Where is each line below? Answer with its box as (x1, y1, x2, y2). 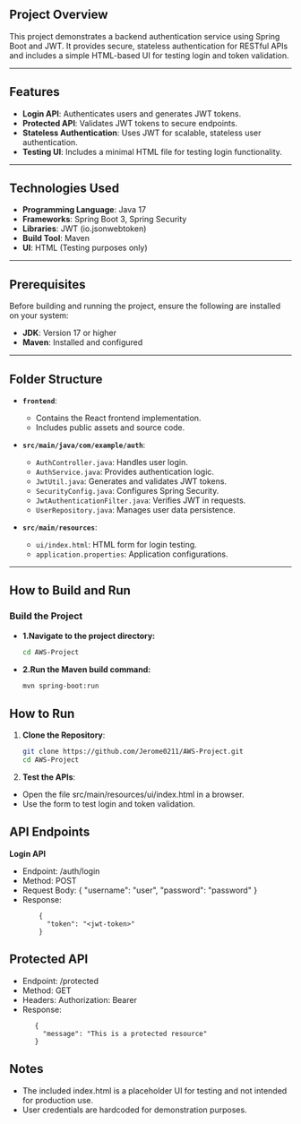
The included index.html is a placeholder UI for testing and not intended (21, 1085, 288, 1096)
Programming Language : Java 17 (21, 204, 146, 215)
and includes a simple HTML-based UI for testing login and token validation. (9, 49, 289, 61)
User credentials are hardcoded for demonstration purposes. (21, 1104, 248, 1115)
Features (9, 84, 60, 99)
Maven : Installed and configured (21, 337, 143, 348)
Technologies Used (9, 181, 119, 196)
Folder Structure (9, 371, 103, 386)
